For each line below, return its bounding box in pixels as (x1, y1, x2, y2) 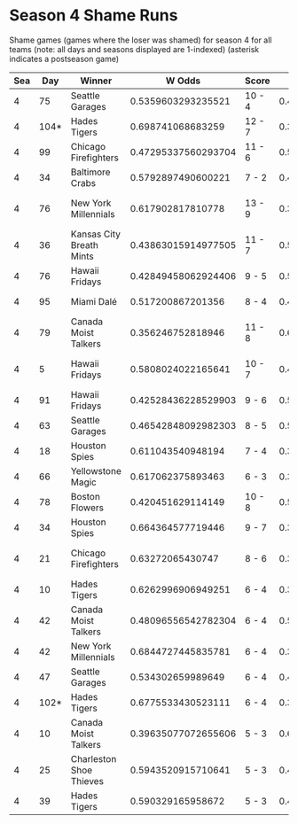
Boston (70, 490, 100, 502)
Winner (80, 74, 113, 87)
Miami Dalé (70, 295, 118, 307)
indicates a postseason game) (9, 53, 120, 64)
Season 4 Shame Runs (9, 5, 178, 26)
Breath (70, 238, 99, 251)
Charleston (70, 752, 117, 765)
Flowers (70, 501, 105, 514)
